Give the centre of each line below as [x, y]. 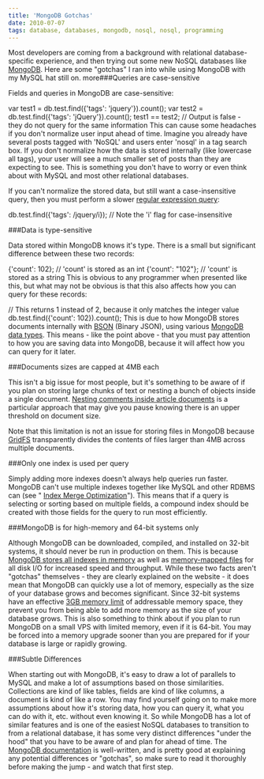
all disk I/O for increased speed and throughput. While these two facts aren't [132, 568]
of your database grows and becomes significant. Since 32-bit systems [124, 593]
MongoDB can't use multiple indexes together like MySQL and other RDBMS [132, 487]
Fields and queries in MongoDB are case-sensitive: [91, 93]
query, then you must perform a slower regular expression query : [114, 199]
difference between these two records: [71, 254]
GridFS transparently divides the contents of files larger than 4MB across [127, 440]
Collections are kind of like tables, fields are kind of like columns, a [116, 691]
